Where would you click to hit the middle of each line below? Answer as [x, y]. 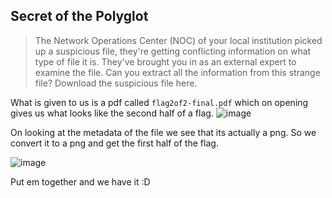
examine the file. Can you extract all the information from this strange [177, 72]
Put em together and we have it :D [80, 181]
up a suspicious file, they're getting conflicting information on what [173, 51]
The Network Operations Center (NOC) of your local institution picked [178, 40]
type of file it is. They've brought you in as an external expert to [165, 61]
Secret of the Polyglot [79, 16]
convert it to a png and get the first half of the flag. [114, 143]
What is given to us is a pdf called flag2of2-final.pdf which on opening [159, 102]
